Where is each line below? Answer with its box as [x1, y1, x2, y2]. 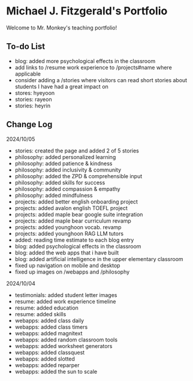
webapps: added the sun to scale [14, 368, 98, 375]
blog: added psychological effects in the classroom [14, 242, 141, 250]
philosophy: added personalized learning [14, 153, 116, 160]
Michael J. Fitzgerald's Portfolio [6, 4, 168, 18]
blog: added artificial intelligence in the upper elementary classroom [14, 255, 184, 262]
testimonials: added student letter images [14, 291, 117, 298]
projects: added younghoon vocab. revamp [14, 223, 122, 230]
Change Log [6, 119, 53, 130]
